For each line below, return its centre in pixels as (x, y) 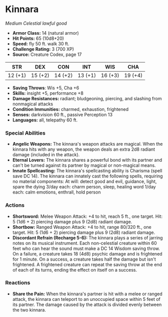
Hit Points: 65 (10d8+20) (38, 38)
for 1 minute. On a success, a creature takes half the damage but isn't (84, 259)
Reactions (18, 283)
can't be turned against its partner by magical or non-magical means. (84, 165)
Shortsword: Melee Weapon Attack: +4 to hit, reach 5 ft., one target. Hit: (88, 216)
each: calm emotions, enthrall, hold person (57, 192)
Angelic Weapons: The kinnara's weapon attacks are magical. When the (88, 144)
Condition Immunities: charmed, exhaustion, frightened (70, 109)
